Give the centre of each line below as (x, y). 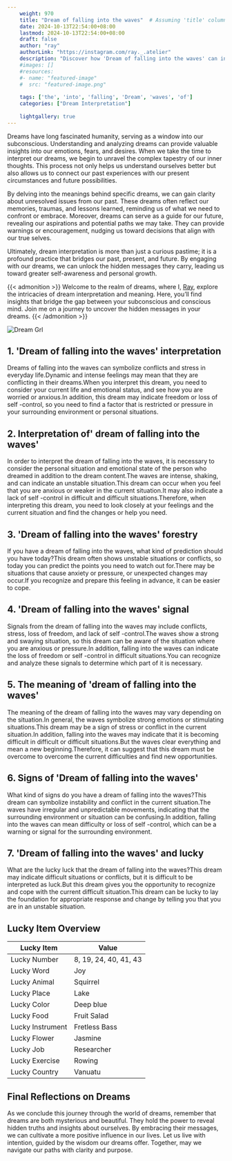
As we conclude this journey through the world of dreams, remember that (112, 1113)
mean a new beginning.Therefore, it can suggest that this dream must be (111, 749)
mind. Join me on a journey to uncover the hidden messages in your (104, 309)
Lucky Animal (32, 982)
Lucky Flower (32, 1039)
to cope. (19, 588)
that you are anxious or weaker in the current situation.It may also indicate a (115, 491)
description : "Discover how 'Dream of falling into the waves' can (118, 59)
